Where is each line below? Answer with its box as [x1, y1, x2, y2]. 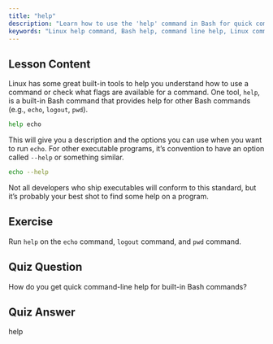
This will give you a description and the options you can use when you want [8, 135, 262, 145]
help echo [8, 120, 42, 128]
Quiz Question [8, 260, 83, 274]
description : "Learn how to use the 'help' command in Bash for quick [8, 20, 253, 28]
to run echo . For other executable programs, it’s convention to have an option [8, 144, 265, 154]
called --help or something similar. [8, 152, 124, 163]
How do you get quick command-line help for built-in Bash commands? [8, 281, 248, 291]
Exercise [8, 215, 54, 229]
